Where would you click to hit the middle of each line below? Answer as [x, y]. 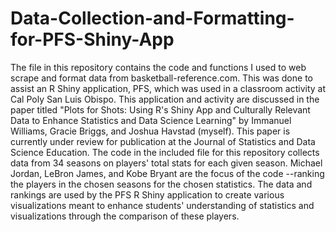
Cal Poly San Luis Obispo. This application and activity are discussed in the [165, 99]
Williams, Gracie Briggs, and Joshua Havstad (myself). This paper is [150, 131]
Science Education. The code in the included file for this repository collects [165, 152]
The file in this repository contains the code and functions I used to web [158, 67]
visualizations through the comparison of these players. [125, 216]
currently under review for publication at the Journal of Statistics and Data [163, 141]
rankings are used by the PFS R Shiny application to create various [147, 194]
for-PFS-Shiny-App [92, 39]
